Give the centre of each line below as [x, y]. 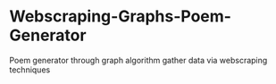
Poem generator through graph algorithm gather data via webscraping [138, 60]
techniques [30, 70]
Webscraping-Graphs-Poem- [121, 17]
